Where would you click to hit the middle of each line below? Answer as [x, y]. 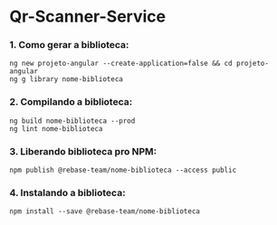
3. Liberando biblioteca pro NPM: [83, 151]
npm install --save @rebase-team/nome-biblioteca [105, 211]
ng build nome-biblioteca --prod [72, 121]
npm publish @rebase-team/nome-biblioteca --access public [123, 170]
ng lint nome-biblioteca [56, 128]
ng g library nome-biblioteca [67, 80]
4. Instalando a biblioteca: [67, 193]
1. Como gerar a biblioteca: [69, 45]
